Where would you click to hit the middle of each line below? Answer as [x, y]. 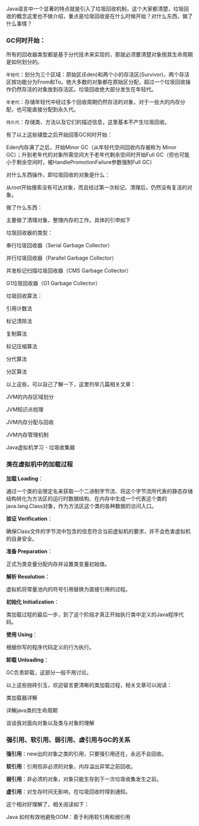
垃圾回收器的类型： [30, 233]
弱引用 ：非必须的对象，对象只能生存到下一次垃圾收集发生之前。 [84, 779]
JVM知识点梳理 [25, 409]
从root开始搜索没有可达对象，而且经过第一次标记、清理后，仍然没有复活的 [97, 187]
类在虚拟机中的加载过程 [39, 464]
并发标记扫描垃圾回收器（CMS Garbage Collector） [69, 271]
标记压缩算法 [22, 346]
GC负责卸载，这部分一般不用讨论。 [49, 672]
